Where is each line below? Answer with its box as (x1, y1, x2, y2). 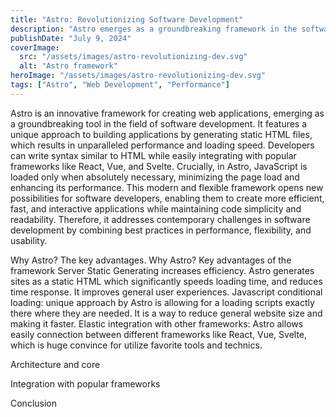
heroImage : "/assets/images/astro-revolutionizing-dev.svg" (10, 71, 267, 81)
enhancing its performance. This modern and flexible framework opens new (10, 181, 324, 193)
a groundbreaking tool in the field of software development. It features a (10, 117, 308, 130)
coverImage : (10, 42, 60, 53)
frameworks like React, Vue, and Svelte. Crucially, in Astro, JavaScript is (10, 160, 308, 172)
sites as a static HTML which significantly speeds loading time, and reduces (10, 275, 323, 287)
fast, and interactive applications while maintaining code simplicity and (10, 202, 302, 215)
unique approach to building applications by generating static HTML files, (10, 128, 313, 140)
